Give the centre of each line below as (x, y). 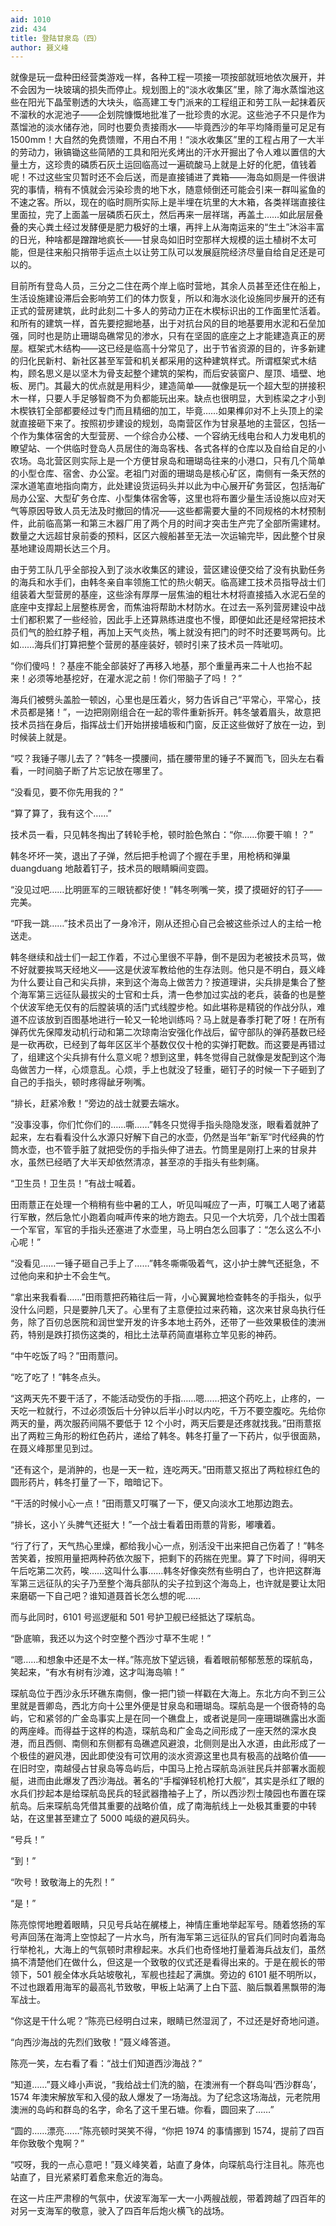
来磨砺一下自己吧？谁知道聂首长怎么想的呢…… (106, 1596)
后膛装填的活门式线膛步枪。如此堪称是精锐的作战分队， (202, 1007)
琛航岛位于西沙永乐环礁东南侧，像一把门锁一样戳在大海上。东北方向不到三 (163, 1693)
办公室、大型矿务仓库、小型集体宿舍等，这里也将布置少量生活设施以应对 (167, 498)
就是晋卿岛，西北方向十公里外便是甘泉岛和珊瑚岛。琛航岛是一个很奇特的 (167, 1706)
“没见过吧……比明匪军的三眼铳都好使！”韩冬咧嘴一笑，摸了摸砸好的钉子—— (166, 890)
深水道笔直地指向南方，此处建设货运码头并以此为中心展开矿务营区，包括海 (163, 486)
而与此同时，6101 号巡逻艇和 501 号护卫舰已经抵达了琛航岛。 (135, 1617)
